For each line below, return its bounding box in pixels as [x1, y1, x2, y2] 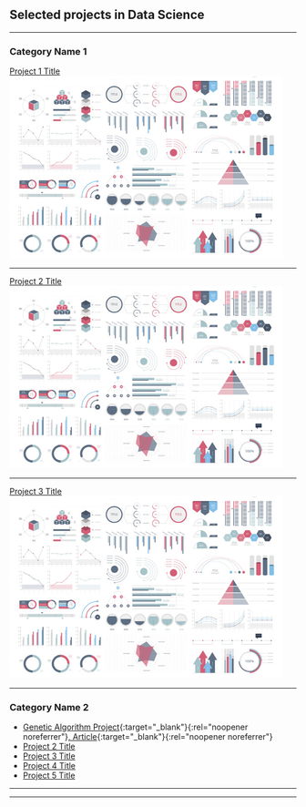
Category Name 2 [9, 701, 89, 714]
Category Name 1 [9, 45, 87, 57]
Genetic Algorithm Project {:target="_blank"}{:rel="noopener [22, 721, 249, 732]
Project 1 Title [9, 66, 61, 77]
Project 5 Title [22, 770, 76, 781]
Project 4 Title [22, 761, 76, 771]
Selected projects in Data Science [9, 7, 205, 23]
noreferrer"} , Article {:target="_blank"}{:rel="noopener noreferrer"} [22, 731, 273, 742]
